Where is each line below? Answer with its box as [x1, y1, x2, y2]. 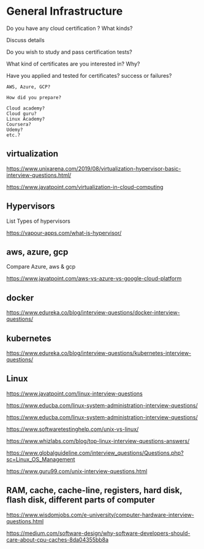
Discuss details [6, 36, 45, 43]
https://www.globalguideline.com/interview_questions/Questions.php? [6, 449, 184, 457]
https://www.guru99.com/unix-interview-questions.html [6, 467, 148, 475]
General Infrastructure [6, 4, 123, 18]
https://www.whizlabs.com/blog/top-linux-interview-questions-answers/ [6, 437, 190, 444]
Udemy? [6, 127, 23, 133]
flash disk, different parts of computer [6, 495, 155, 506]
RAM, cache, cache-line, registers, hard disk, [6, 485, 183, 496]
